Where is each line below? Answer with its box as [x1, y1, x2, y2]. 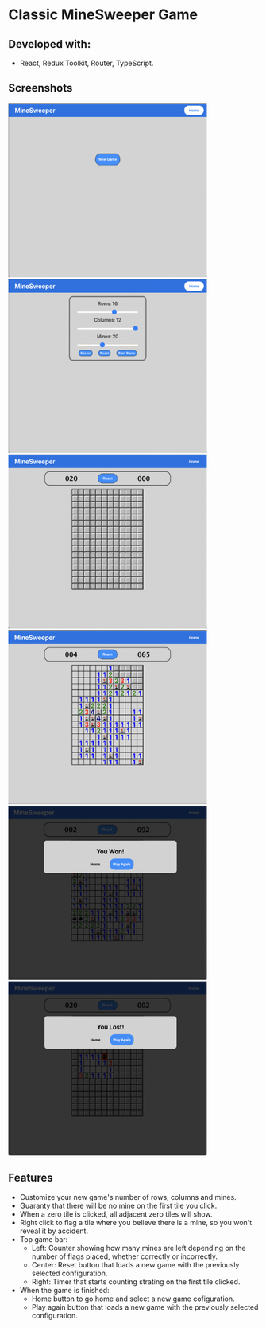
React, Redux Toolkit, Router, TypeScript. [19, 58, 154, 68]
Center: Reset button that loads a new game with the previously [31, 1260, 240, 1269]
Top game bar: [19, 1234, 68, 1244]
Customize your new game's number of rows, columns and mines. [19, 1192, 237, 1201]
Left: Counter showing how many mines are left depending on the [31, 1243, 246, 1252]
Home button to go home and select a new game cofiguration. [31, 1294, 236, 1303]
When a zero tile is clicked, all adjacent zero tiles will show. [19, 1209, 213, 1219]
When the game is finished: [19, 1285, 110, 1295]
